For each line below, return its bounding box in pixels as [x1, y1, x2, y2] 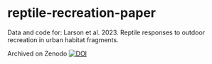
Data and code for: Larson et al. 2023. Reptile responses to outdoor [7, 28, 205, 37]
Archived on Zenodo [7, 49, 68, 58]
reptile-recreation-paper [7, 5, 157, 21]
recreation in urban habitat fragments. [7, 35, 119, 44]
